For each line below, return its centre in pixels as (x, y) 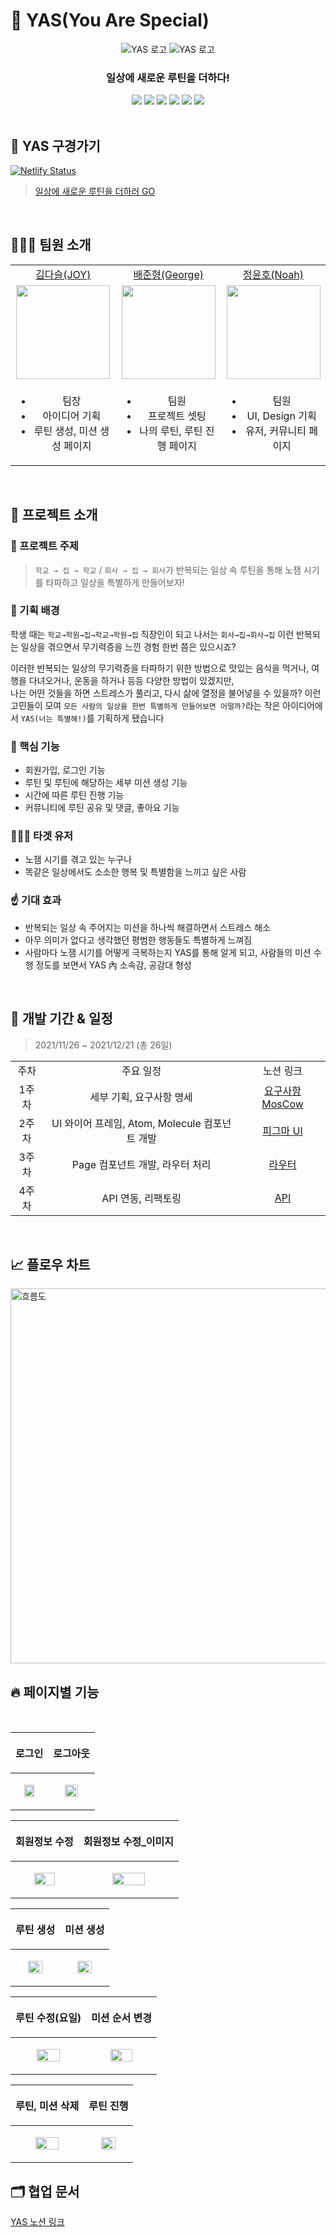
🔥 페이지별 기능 (55, 1692)
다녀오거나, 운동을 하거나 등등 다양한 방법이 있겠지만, (131, 680)
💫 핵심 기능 (35, 746)
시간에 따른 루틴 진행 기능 (74, 795)
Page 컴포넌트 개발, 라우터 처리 (141, 1164)
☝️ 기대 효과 (36, 901)
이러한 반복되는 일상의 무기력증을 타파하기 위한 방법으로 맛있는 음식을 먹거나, (160, 668)
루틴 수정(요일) (48, 2018)
